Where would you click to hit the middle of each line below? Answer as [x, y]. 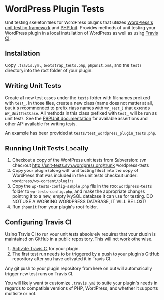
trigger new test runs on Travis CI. [39, 274]
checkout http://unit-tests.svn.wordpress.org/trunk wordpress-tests [81, 165]
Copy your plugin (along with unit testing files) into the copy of [75, 171]
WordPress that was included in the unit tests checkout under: [75, 176]
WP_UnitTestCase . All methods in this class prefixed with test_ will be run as [81, 113]
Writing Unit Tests [33, 86]
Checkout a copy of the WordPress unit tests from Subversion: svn [79, 160]
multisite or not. [21, 294]
